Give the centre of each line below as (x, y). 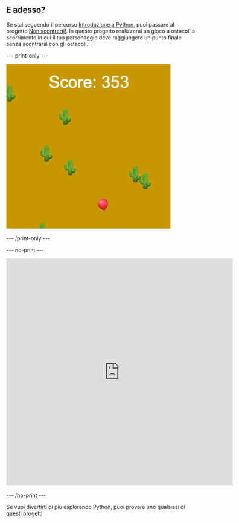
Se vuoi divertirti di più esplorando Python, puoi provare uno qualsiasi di (96, 507)
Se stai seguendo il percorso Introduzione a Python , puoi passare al (91, 24)
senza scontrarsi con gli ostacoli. (47, 44)
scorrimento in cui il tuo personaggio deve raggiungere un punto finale (94, 37)
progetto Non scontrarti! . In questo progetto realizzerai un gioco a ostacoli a (100, 31)
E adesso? (26, 10)
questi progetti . (25, 513)
